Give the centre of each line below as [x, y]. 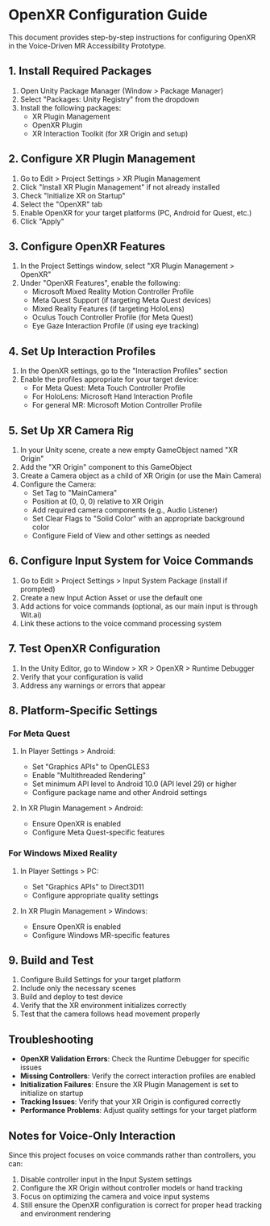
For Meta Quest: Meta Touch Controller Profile [108, 388]
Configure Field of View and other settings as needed [121, 536]
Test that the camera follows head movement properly [110, 1014]
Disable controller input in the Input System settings [106, 1179]
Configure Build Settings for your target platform [100, 980]
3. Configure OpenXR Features [87, 247]
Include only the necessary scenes [78, 988]
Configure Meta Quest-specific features [98, 832]
